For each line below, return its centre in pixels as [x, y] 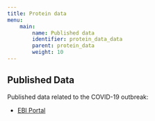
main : [28, 26]
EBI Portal [31, 110]
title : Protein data [37, 13]
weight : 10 [48, 53]
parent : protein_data [64, 46]
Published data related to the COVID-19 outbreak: [78, 97]
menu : [15, 20]
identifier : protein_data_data [77, 39]
